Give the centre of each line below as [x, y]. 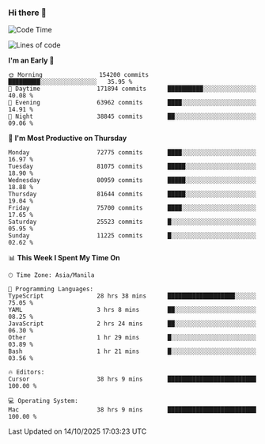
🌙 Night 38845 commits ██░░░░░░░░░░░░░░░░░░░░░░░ [132, 117]
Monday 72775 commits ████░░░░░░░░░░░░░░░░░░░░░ [132, 153]
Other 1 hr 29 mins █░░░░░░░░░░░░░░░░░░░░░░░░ [132, 338]
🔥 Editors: [26, 372]
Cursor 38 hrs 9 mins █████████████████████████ [132, 379]
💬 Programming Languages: [51, 289]
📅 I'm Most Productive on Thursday [68, 139]
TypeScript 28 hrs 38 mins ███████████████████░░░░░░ [132, 296]
